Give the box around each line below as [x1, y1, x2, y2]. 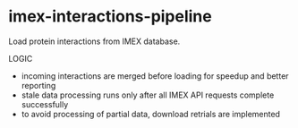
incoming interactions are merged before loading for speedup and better [21, 70, 289, 81]
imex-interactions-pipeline [8, 6, 212, 27]
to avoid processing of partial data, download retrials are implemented [21, 108, 281, 119]
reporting [21, 80, 56, 90]
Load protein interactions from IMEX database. [8, 36, 181, 47]
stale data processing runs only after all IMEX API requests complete [21, 90, 275, 100]
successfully [21, 98, 69, 109]
